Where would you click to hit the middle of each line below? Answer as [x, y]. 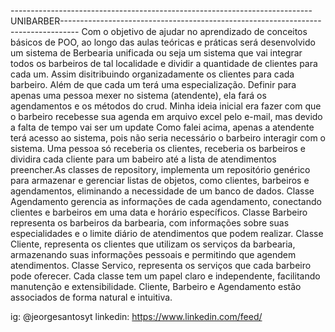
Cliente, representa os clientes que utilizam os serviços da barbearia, [153, 244]
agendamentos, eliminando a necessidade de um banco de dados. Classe [162, 191]
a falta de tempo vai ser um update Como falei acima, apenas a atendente [162, 127]
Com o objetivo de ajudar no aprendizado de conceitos [194, 31]
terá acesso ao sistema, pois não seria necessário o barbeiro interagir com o [168, 138]
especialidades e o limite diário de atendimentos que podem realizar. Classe [167, 233]
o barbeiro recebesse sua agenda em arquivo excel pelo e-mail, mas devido [166, 116]
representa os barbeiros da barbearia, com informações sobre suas [150, 223]
